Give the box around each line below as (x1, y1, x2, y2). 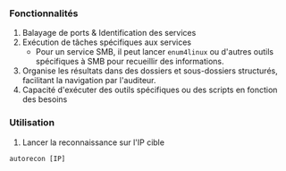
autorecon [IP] (9, 154, 66, 163)
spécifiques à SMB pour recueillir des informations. (35, 56, 224, 67)
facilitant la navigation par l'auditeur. (21, 75, 156, 86)
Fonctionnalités (9, 7, 79, 20)
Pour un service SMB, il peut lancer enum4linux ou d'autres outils (35, 47, 274, 57)
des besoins (21, 94, 68, 105)
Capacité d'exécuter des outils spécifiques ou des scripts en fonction (21, 84, 278, 96)
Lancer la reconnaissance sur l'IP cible (21, 137, 165, 148)
